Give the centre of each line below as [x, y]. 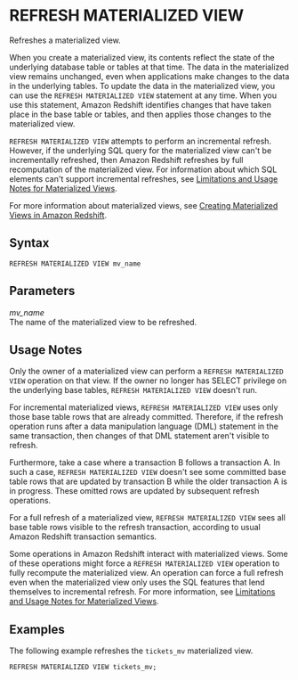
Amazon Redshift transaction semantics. [83, 537]
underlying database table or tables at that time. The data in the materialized [149, 67]
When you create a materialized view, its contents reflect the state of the [142, 57]
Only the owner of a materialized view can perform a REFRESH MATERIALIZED [146, 372]
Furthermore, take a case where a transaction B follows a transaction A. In [145, 463]
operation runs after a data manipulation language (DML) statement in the [144, 426]
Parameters [42, 291]
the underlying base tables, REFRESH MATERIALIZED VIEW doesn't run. [133, 390]
